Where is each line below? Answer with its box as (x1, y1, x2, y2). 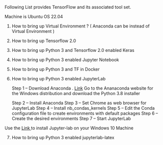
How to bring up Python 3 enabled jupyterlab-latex (11, 135, 115, 140)
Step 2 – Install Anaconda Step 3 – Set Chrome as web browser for (11, 100, 147, 106)
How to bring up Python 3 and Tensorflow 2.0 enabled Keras (11, 48, 135, 53)
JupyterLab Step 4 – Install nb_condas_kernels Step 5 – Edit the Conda (11, 105, 155, 111)
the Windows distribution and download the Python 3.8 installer (11, 91, 140, 96)
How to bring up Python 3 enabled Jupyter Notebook (11, 57, 119, 63)
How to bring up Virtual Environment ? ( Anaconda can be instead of (11, 23, 150, 29)
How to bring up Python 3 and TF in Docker (11, 66, 100, 72)
